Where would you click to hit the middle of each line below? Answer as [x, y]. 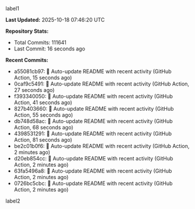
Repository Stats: [27, 31]
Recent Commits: [27, 60]
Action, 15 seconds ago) [43, 78]
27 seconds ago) [34, 90]
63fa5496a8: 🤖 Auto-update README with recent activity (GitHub [93, 171]
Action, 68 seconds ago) [43, 127]
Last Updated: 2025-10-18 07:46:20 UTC [55, 20]
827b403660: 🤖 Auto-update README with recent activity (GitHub [94, 109]
